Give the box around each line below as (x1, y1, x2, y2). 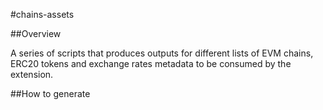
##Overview (10, 28, 62, 39)
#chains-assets (10, 9, 75, 20)
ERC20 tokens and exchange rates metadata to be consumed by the (10, 58, 292, 69)
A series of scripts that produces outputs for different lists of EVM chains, (10, 47, 314, 59)
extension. (10, 69, 54, 80)
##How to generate (10, 88, 91, 99)
